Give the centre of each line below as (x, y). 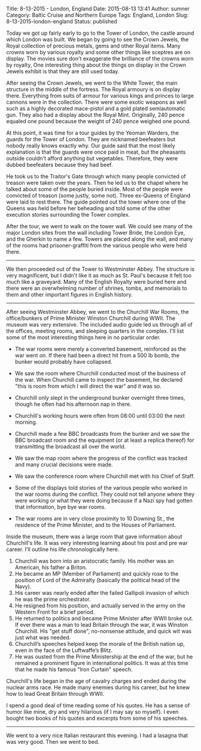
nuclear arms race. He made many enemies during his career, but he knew (98, 687)
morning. (26, 422)
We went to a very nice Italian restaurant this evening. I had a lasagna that (97, 735)
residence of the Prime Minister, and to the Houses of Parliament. (95, 525)
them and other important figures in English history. (69, 294)
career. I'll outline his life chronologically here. (63, 549)
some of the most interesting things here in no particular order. (83, 337)
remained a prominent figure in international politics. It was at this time (101, 663)
